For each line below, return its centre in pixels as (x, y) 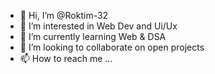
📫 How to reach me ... (66, 58)
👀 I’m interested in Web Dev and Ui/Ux (98, 26)
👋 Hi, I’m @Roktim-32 (64, 15)
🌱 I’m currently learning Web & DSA (93, 36)
